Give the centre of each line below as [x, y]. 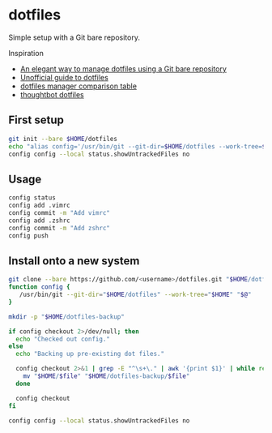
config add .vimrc [39, 206]
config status [32, 198]
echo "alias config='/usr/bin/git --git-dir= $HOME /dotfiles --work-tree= [136, 146]
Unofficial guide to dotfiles [64, 77]
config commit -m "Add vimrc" [59, 212]
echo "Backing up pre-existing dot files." [90, 354]
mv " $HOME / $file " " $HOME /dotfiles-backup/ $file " [106, 376]
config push [28, 236]
